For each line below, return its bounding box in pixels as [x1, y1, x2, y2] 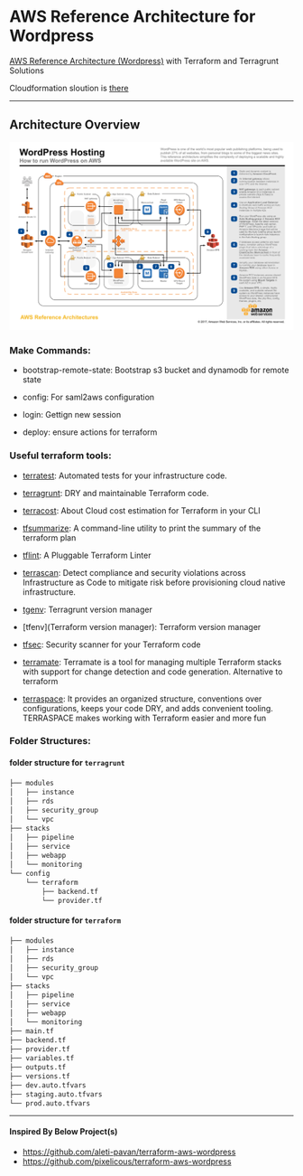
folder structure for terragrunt [9, 757, 125, 768]
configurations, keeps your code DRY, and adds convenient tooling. [22, 702, 273, 713]
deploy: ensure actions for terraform [22, 427, 158, 437]
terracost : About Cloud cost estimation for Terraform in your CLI [22, 504, 262, 516]
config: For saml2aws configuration [22, 391, 155, 403]
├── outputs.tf [9, 1062, 67, 1072]
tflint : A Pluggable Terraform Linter [22, 550, 151, 560]
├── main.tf [9, 1026, 54, 1036]
